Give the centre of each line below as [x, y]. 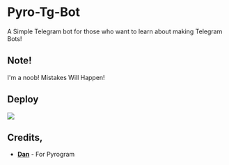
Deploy [23, 99]
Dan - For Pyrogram [46, 155]
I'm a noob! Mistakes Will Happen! [56, 77]
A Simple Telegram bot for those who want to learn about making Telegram [115, 31]
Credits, [25, 137]
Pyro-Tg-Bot [44, 12]
